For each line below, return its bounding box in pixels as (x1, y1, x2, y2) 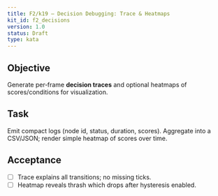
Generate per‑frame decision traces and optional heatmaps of (7, 80, 187, 89)
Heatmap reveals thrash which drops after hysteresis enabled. (17, 181, 197, 189)
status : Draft (7, 29, 49, 37)
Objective (7, 62, 51, 74)
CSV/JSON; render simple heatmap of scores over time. (7, 134, 168, 142)
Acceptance (7, 154, 61, 166)
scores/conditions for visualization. (7, 88, 108, 96)
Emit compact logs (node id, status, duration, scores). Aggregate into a (7, 126, 211, 135)
